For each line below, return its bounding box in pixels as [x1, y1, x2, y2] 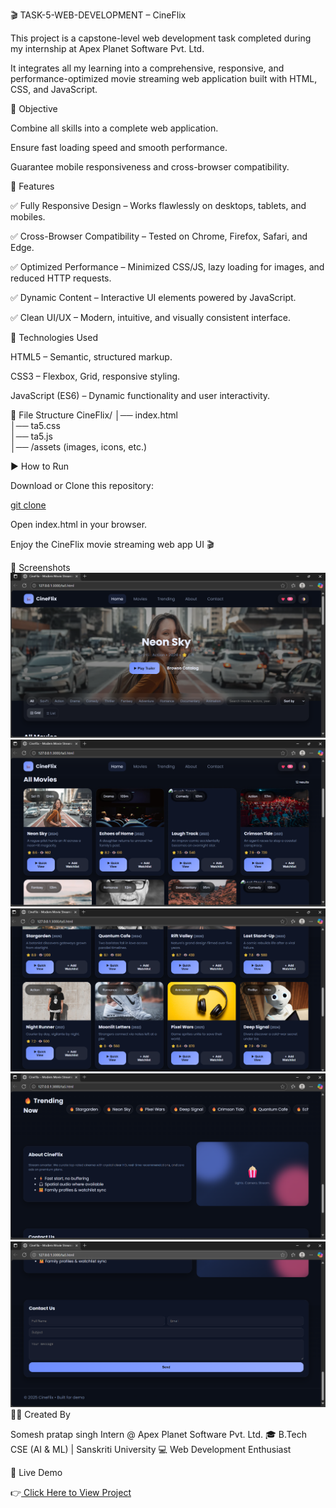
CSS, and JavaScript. [10, 84, 98, 95]
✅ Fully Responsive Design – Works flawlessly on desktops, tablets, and [10, 200, 307, 211]
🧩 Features [10, 180, 55, 192]
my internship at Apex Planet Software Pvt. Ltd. [10, 43, 205, 54]
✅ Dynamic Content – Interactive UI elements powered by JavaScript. [10, 292, 297, 303]
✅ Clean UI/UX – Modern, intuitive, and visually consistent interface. [10, 312, 292, 323]
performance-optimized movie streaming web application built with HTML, [10, 73, 318, 84]
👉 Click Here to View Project [10, 1486, 132, 1498]
